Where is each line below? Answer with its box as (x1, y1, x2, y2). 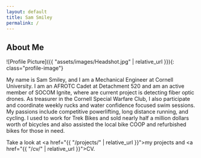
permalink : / (6, 20, 39, 26)
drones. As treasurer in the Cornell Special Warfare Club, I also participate (6, 96, 190, 103)
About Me (6, 42, 44, 52)
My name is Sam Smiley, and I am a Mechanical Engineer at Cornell (6, 76, 174, 84)
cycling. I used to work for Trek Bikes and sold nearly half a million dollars (6, 115, 189, 122)
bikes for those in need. (6, 127, 65, 135)
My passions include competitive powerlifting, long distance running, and (6, 108, 188, 115)
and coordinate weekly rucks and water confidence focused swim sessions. (6, 102, 196, 109)
